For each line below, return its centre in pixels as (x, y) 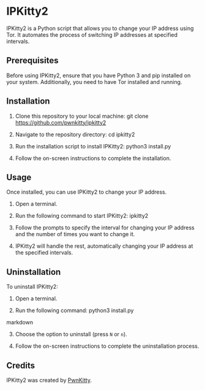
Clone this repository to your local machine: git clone (82, 116)
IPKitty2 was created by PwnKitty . (49, 380)
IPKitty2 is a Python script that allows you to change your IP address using (100, 28)
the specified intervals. (44, 253)
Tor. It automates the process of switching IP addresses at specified (92, 34)
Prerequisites (32, 60)
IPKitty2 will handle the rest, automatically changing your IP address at (104, 246)
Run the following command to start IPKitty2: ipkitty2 (82, 216)
